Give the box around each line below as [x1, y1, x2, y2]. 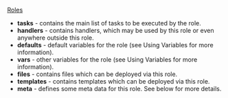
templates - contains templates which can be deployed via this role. [16, 77, 210, 85]
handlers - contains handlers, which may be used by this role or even [16, 27, 214, 34]
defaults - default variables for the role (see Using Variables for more [16, 41, 214, 49]
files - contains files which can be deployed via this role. [16, 70, 178, 78]
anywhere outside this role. [16, 34, 94, 42]
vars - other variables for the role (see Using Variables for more [16, 56, 198, 64]
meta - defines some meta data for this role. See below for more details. [16, 85, 222, 93]
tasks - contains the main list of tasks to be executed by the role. [16, 19, 201, 27]
